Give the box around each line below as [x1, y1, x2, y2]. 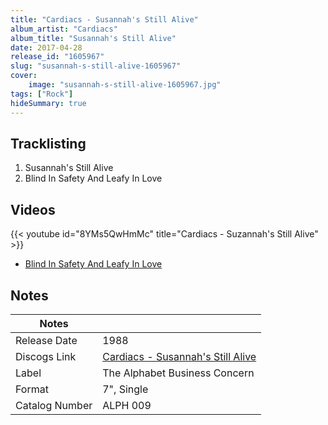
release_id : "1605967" [10, 52, 105, 62]
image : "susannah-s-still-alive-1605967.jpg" [28, 80, 222, 90]
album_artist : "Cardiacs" [10, 24, 118, 34]
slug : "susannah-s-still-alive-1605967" [10, 61, 182, 71]
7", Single [102, 382, 149, 396]
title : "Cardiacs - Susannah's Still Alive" [10, 14, 199, 25]
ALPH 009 [102, 398, 152, 412]
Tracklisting [10, 135, 87, 152]
